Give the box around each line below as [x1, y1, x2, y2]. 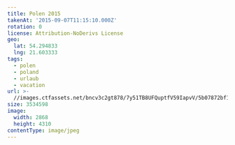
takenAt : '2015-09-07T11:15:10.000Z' [7, 17, 117, 24]
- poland [13, 68, 39, 75]
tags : [7, 56, 23, 63]
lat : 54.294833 [13, 43, 58, 49]
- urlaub [13, 75, 39, 82]
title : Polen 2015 [7, 10, 61, 17]
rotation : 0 [7, 23, 42, 30]
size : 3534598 [7, 101, 49, 108]
